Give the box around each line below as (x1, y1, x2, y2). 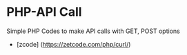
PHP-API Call (6, 4, 82, 20)
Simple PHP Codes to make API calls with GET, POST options (6, 27, 180, 35)
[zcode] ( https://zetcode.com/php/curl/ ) (16, 40, 131, 48)
